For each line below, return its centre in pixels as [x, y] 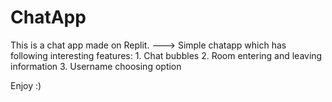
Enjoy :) [26, 85]
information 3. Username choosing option [96, 66]
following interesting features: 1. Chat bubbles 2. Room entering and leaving [166, 55]
